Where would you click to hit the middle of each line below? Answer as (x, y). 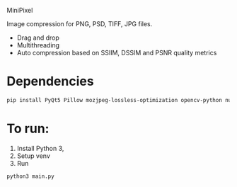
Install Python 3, (40, 148)
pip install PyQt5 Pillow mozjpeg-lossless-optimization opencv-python (114, 100)
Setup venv (34, 156)
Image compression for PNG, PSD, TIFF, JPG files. (80, 24)
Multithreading (38, 45)
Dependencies (50, 81)
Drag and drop (38, 38)
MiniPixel (20, 10)
